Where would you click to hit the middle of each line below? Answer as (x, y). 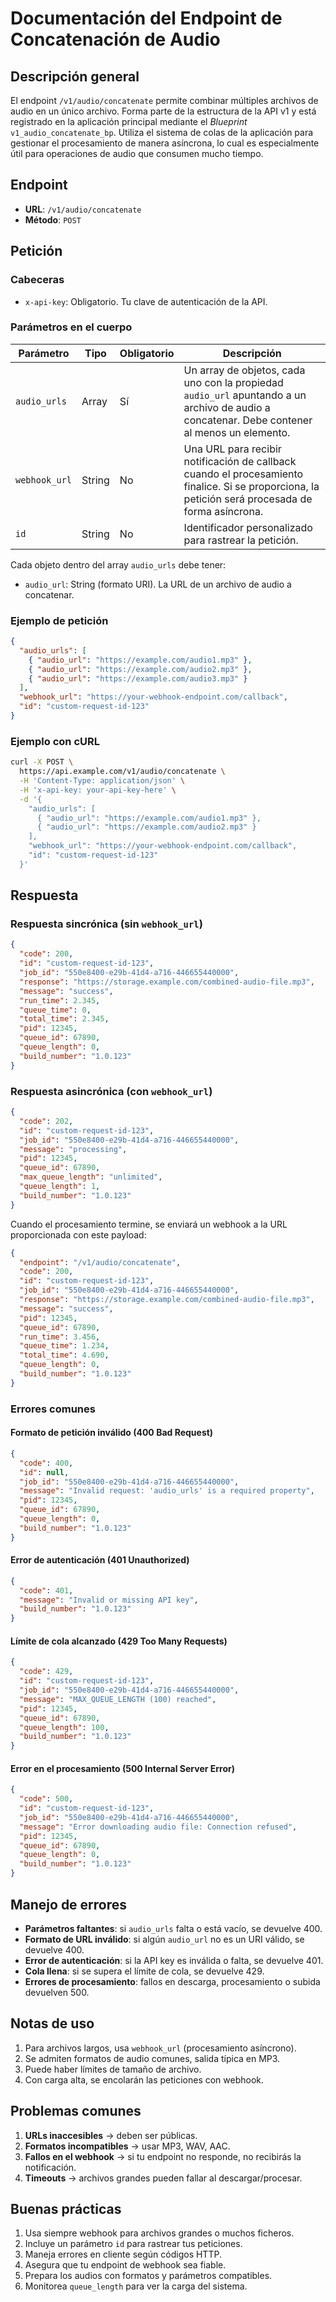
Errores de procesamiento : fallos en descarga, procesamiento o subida (172, 1981)
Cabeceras (37, 280)
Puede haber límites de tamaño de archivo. (113, 2069)
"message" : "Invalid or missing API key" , (109, 1600)
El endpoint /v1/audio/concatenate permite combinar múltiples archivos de (164, 100)
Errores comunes (53, 1409)
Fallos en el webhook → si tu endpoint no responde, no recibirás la (163, 2156)
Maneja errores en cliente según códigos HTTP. (123, 2254)
